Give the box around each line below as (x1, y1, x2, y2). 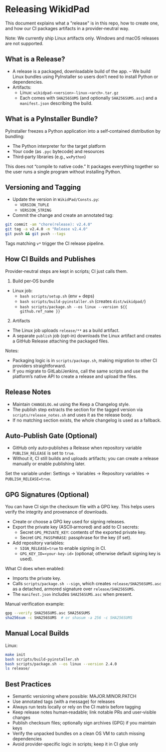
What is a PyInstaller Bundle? (5, 115, 98, 123)
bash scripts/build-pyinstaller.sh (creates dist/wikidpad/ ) (19, 298, 146, 304)
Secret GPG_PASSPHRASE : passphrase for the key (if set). (19, 535, 132, 541)
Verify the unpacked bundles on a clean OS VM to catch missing (12, 730, 145, 736)
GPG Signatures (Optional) (5, 490, 89, 499)
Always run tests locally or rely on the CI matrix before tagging (12, 704, 141, 710)
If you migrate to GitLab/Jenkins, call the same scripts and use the (12, 368, 149, 374)
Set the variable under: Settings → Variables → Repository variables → (5, 471, 150, 477)
